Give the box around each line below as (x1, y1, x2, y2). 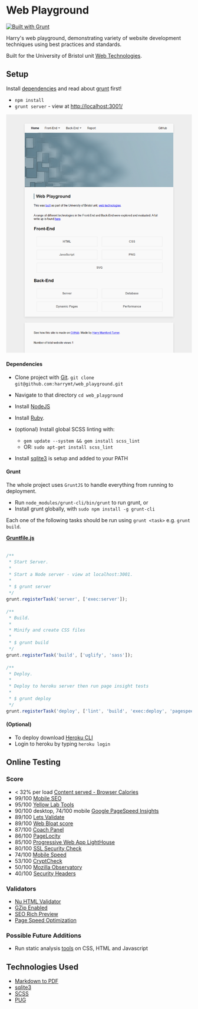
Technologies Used (6, 962, 78, 972)
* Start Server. (8, 559, 49, 565)
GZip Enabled (14, 904, 48, 911)
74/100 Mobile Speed (14, 851, 67, 858)
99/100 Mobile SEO (14, 794, 62, 802)
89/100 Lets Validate (14, 813, 65, 820)
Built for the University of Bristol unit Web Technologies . (6, 52, 143, 59)
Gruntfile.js (6, 535, 35, 542)
